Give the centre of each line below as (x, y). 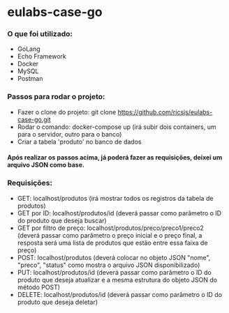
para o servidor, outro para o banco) (69, 134)
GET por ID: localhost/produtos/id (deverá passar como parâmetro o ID (119, 213)
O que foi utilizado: (40, 34)
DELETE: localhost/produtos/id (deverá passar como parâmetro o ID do (119, 294)
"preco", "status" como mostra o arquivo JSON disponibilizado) (109, 265)
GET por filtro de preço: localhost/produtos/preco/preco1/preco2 (111, 228)
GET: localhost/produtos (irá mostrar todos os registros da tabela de (115, 198)
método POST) (39, 287)
